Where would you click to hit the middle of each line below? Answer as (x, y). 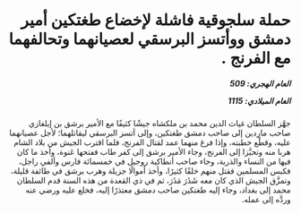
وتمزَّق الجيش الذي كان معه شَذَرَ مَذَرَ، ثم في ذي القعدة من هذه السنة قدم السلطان (154, 181)
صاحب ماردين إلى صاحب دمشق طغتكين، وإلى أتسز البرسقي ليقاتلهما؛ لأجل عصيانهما (150, 133)
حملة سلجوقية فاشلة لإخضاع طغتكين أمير (156, 20)
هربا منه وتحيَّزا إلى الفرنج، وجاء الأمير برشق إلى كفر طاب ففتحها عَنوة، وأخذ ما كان (154, 152)
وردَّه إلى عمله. (266, 200)
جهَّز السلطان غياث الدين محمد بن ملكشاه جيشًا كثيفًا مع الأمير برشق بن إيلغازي (160, 124)
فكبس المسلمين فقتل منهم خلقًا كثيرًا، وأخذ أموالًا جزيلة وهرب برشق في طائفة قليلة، (150, 171)
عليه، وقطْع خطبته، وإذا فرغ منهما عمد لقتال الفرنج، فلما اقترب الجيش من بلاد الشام (152, 142)
